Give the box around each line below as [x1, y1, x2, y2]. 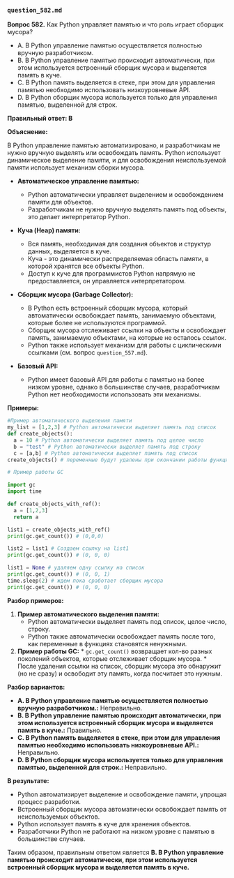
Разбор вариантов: [7, 683, 65, 691]
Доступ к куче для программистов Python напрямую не [27, 269, 196, 278]
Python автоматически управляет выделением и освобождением [27, 191, 224, 199]
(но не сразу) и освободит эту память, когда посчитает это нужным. [17, 669, 223, 678]
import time [7, 488, 42, 495]
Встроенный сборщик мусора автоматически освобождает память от [17, 805, 227, 813]
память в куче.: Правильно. [17, 726, 102, 734]
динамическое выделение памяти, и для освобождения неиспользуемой [7, 156, 226, 165]
